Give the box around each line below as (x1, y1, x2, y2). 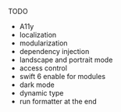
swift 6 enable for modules (19, 72, 106, 81)
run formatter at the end (19, 97, 98, 106)
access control (19, 63, 68, 73)
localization (19, 31, 57, 39)
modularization (19, 38, 68, 48)
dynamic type (19, 89, 64, 97)
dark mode (19, 80, 55, 89)
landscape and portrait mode (19, 55, 113, 64)
